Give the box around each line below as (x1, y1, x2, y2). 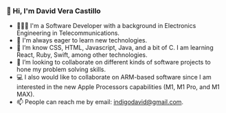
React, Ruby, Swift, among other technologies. (16, 51, 148, 59)
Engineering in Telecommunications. (16, 29, 120, 37)
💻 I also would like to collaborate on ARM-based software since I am (16, 73, 212, 81)
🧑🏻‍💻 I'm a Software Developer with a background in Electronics (16, 22, 196, 30)
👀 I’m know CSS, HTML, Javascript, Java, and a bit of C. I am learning (16, 44, 214, 52)
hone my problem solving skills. (16, 65, 106, 74)
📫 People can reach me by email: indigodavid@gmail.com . (16, 98, 183, 106)
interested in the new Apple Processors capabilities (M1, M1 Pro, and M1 (16, 83, 221, 91)
